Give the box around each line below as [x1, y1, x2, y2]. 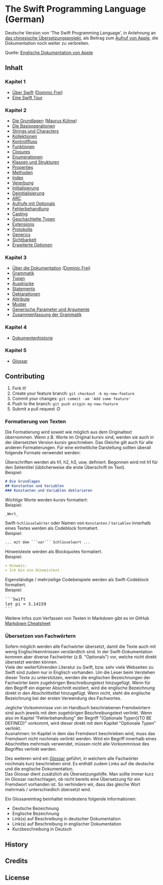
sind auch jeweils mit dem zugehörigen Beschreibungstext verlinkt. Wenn [5, 710, 152, 716]
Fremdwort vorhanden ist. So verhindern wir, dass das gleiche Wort [5, 781, 141, 787]
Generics [12, 231, 31, 237]
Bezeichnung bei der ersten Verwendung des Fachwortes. [5, 695, 122, 701]
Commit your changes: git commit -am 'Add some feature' [12, 395, 131, 401]
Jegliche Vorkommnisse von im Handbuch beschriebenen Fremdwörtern [5, 705, 151, 711]
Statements [12, 286, 36, 292]
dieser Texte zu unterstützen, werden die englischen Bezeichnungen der [5, 675, 151, 681]
